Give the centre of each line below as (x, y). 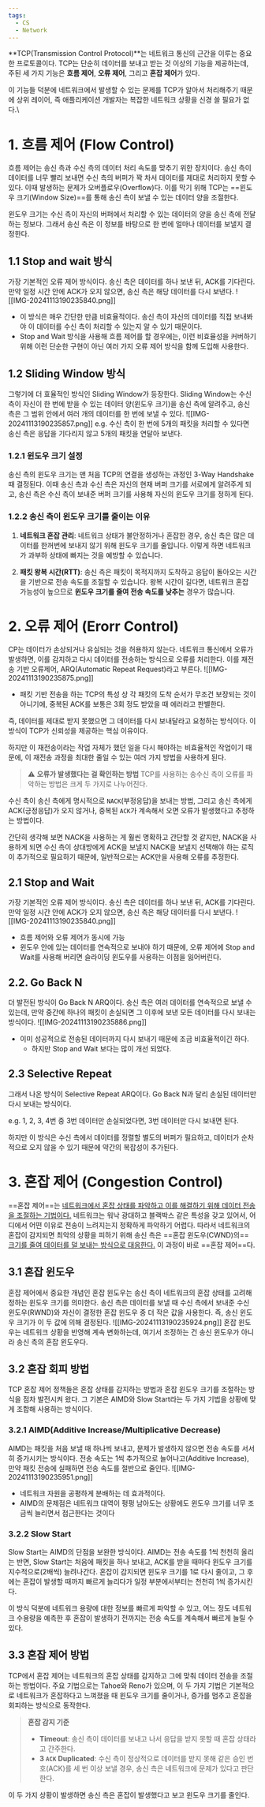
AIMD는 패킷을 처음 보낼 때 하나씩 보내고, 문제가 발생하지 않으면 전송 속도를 (124, 1448)
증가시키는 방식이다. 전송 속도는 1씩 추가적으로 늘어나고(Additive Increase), (133, 1458)
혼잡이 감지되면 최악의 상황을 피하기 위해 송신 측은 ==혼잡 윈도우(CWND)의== (129, 1234)
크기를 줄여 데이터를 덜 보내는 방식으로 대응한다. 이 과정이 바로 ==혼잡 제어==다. (132, 1245)
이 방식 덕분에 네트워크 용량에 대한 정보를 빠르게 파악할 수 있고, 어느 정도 (119, 1608)
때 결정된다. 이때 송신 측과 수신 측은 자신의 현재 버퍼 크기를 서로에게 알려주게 (126, 484)
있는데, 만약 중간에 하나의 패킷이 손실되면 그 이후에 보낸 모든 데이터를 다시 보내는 (132, 1012)
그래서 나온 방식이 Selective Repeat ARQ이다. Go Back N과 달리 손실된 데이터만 (132, 1094)
